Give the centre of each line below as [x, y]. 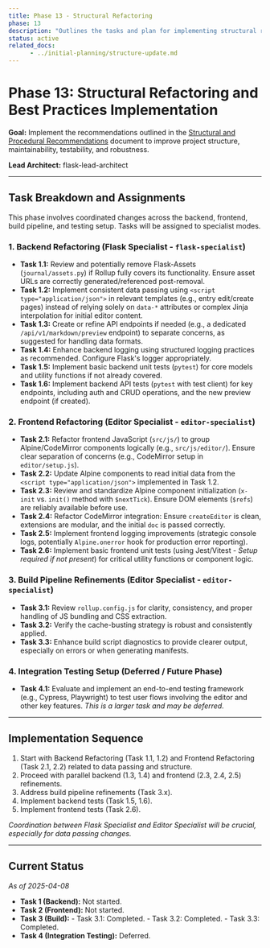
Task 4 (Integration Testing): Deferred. [85, 935]
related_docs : [32, 46]
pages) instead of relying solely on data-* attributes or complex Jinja [134, 307]
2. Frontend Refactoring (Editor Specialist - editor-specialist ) [132, 422]
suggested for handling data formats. [81, 341]
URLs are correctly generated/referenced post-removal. [112, 282]
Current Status [46, 866]
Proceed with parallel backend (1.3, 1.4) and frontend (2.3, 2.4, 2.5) [131, 775]
